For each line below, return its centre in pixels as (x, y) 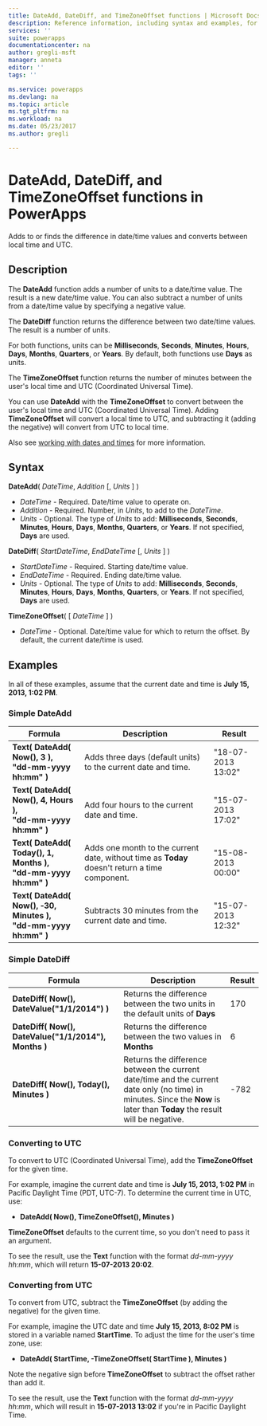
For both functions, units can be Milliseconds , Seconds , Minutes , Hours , (129, 345)
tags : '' (23, 75)
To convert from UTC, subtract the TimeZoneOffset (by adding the (118, 1302)
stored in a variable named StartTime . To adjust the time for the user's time (132, 1335)
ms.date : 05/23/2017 (43, 127)
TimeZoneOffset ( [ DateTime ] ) (61, 616)
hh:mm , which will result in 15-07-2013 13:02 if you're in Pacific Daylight (127, 1407)
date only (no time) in (163, 1089)
